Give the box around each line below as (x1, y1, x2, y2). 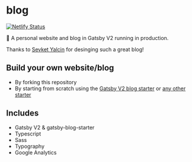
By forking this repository (14, 78, 77, 85)
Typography (14, 143, 45, 150)
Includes (6, 108, 39, 118)
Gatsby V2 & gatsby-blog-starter (14, 124, 95, 131)
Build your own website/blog (6, 63, 114, 73)
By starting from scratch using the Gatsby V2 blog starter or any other (14, 85, 186, 92)
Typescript (14, 130, 41, 137)
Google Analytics (14, 148, 57, 156)
